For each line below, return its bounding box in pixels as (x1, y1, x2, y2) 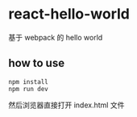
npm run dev (8, 85, 48, 93)
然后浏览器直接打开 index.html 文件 (8, 100, 125, 110)
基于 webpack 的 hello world (8, 32, 103, 42)
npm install (8, 77, 48, 86)
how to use (8, 56, 65, 70)
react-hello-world (8, 5, 131, 23)
